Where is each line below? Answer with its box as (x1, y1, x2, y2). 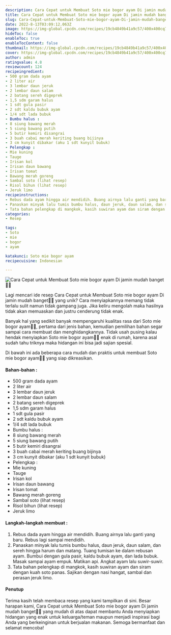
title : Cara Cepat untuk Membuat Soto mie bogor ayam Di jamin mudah (5, 12, 156, 17)
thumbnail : (5, 45, 28, 50)
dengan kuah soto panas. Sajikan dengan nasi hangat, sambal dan (12, 569, 152, 575)
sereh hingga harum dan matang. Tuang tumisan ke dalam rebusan (12, 547, 153, 553)
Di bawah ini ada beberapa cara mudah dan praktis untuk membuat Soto (5, 350, 157, 356)
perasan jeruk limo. (12, 574, 53, 580)
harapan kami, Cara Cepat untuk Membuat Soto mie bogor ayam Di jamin (5, 603, 159, 609)
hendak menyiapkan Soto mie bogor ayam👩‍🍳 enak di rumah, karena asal (5, 335, 157, 341)
